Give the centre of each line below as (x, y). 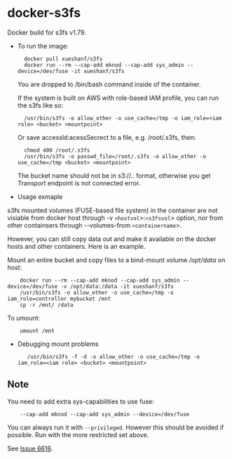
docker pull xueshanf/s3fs (63, 59)
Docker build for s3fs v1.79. (47, 32)
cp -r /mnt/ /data (47, 305)
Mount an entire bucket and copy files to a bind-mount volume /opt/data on (116, 260)
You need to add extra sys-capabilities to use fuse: (81, 401)
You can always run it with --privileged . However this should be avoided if (116, 427)
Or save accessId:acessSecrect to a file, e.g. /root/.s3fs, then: (107, 137)
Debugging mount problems (58, 344)
